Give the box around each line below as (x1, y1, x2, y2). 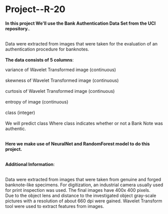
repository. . (5, 25, 30, 31)
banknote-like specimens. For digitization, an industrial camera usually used (5, 182, 163, 188)
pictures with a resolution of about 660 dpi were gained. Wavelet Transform (5, 198, 162, 204)
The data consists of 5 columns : (5, 57, 74, 63)
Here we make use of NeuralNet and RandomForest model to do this (5, 140, 150, 147)
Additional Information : (5, 161, 55, 167)
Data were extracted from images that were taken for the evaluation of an (5, 40, 158, 46)
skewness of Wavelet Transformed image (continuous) (5, 77, 119, 83)
